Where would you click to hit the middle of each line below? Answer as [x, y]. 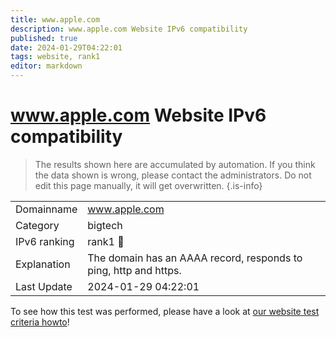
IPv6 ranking [45, 241]
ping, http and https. [134, 270]
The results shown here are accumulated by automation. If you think [175, 164]
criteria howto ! [40, 322]
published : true [44, 38]
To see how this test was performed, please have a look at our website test [165, 311]
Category [37, 225]
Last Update [44, 286]
